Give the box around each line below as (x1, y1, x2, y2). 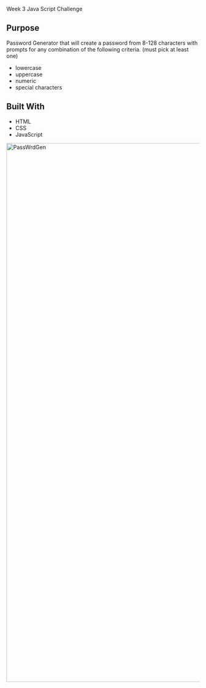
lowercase (15, 64, 42, 71)
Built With (6, 101, 45, 112)
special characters (15, 83, 63, 91)
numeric (15, 77, 37, 85)
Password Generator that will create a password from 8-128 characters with (6, 39, 198, 47)
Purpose (6, 23, 40, 33)
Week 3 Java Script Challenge (6, 6, 83, 12)
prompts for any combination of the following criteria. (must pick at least (6, 45, 189, 53)
